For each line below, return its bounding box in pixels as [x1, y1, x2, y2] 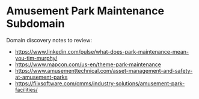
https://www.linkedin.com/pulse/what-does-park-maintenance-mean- [14, 48, 189, 55]
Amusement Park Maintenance [6, 4, 164, 18]
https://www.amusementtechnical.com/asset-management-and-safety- [14, 67, 193, 74]
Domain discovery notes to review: [6, 36, 92, 44]
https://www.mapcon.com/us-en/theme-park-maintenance [14, 61, 161, 68]
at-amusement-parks [14, 73, 68, 81]
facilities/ [14, 86, 38, 93]
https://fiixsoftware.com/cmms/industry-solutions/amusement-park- [14, 79, 185, 87]
